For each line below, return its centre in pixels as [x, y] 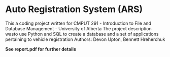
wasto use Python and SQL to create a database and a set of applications [82, 34]
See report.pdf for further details [41, 49]
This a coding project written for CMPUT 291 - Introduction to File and [78, 23]
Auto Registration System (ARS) [74, 9]
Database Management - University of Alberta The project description [78, 28]
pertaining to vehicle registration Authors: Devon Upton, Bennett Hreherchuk [85, 39]
